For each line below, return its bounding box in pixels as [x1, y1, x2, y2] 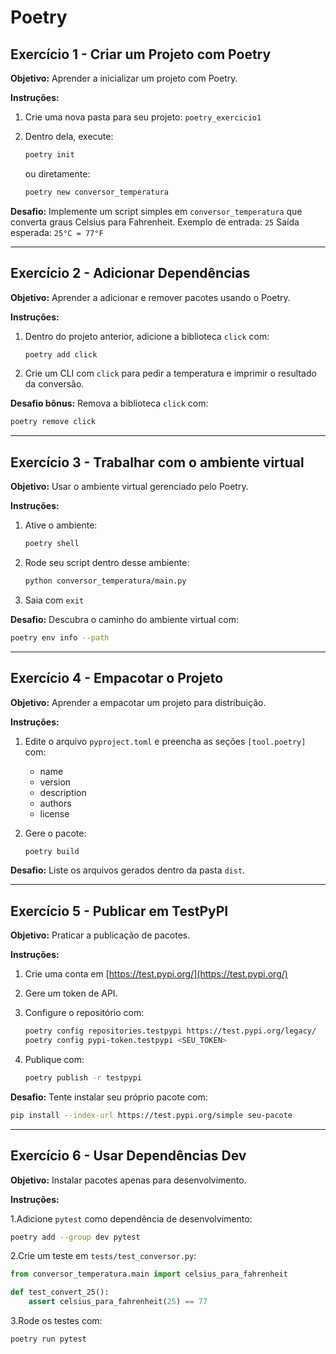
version [39, 776, 72, 788]
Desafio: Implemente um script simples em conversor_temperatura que [10, 205, 303, 217]
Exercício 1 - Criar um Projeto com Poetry [10, 46, 272, 63]
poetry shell [24, 539, 80, 549]
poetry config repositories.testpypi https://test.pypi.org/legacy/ [24, 1026, 317, 1036]
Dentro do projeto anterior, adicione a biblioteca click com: [24, 330, 270, 342]
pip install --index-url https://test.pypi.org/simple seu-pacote [10, 1110, 293, 1120]
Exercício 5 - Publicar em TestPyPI [10, 902, 229, 920]
